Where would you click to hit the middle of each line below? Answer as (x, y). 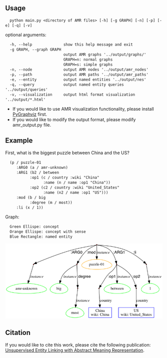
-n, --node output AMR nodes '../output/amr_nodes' (79, 70)
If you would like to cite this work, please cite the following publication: (78, 344)
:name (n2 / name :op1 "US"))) (76, 192)
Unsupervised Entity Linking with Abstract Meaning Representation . (75, 350)
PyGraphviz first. (30, 114)
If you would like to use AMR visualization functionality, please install (83, 109)
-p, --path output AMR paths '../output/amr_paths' (79, 75)
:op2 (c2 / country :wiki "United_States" (75, 187)
